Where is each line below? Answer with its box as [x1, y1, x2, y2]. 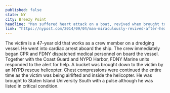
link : [5, 26, 17, 31]
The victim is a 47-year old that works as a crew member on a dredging [5, 40, 154, 46]
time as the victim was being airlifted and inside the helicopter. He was [5, 72, 152, 78]
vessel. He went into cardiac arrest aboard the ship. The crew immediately [5, 45, 160, 52]
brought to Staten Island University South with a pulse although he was [5, 78, 153, 84]
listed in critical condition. [5, 83, 59, 89]
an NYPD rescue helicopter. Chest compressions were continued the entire [5, 67, 162, 73]
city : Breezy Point [5, 17, 47, 22]
